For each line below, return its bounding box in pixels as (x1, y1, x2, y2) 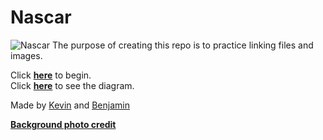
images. (10, 49, 43, 61)
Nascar (10, 6, 72, 29)
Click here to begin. (10, 69, 92, 81)
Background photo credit (10, 118, 117, 130)
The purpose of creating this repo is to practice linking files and (52, 39, 314, 51)
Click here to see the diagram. (10, 79, 135, 91)
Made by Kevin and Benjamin (10, 99, 130, 111)
